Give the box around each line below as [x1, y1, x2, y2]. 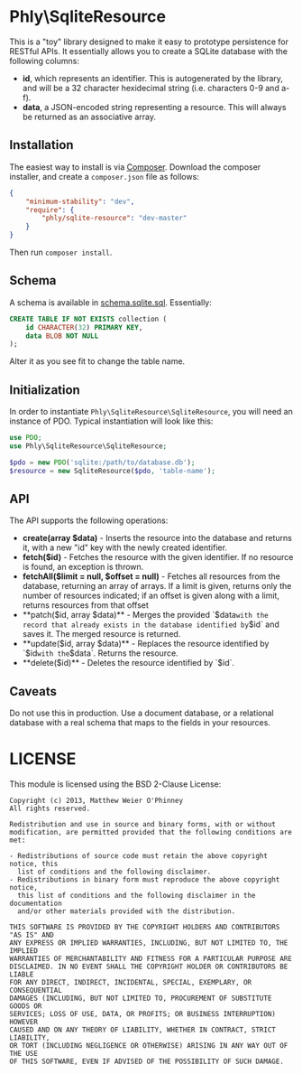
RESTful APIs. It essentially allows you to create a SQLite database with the [9, 45, 288, 56]
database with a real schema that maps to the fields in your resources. [9, 717, 270, 728]
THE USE [9, 1050, 39, 1059]
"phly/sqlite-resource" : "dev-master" [41, 214, 188, 223]
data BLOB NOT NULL [25, 332, 99, 341]
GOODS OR [9, 1002, 42, 1011]
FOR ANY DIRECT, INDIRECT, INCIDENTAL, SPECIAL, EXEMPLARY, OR [9, 978, 252, 987]
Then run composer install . [9, 247, 113, 257]
